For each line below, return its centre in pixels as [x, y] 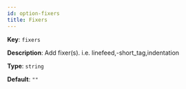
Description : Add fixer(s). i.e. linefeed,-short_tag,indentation [93, 53]
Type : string [26, 66]
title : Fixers [28, 20]
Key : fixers [24, 39]
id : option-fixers [33, 13]
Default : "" [23, 79]
